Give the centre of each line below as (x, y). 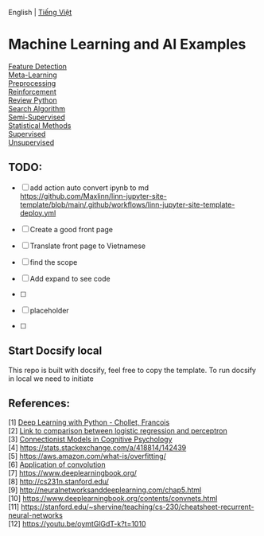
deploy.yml (38, 213)
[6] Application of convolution (57, 464)
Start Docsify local (55, 351)
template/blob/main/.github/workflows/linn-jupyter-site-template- (127, 204)
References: (39, 403)
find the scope (54, 262)
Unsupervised (31, 142)
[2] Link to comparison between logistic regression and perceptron (118, 431)
